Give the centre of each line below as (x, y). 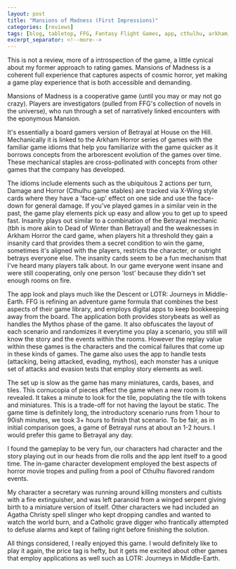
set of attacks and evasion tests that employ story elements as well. (105, 369)
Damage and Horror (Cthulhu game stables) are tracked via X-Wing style (112, 191)
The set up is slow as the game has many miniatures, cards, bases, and (111, 383)
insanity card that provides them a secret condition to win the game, (106, 243)
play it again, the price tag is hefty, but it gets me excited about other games (118, 551)
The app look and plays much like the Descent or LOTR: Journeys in (105, 294)
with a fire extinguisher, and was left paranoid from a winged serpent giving (117, 500)
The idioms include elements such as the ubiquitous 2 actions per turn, (110, 183)
